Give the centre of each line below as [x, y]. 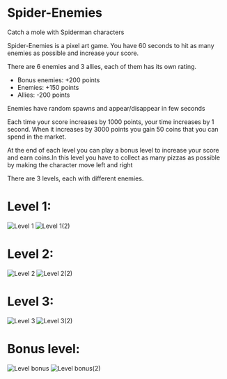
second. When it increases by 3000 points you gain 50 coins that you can [113, 129]
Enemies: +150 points [48, 87]
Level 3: [31, 302]
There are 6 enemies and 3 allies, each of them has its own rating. [102, 66]
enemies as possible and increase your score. [73, 53]
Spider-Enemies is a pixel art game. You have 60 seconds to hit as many [111, 45]
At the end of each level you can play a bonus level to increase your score [113, 150]
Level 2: [31, 254]
